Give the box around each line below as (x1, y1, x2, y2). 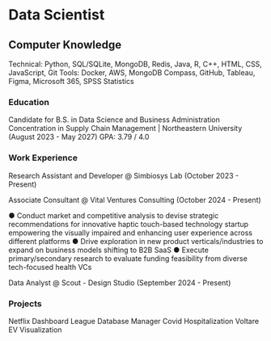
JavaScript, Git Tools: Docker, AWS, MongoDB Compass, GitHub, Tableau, (8, 68, 256, 78)
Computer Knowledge (8, 38, 122, 52)
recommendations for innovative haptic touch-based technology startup (8, 219, 249, 229)
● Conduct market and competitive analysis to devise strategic (8, 210, 219, 220)
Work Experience (8, 152, 78, 163)
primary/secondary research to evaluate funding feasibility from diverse (8, 253, 248, 263)
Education (8, 96, 50, 107)
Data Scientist (8, 6, 105, 24)
